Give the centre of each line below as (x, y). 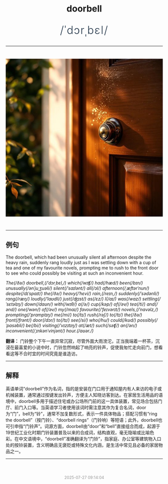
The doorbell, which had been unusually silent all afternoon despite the (79, 257)
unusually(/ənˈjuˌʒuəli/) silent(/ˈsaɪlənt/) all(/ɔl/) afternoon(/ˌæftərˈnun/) (78, 288)
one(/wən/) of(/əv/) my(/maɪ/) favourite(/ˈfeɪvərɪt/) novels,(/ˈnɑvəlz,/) (88, 309)
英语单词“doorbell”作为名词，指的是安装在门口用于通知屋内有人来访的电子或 (84, 388)
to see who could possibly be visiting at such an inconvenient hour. (75, 273)
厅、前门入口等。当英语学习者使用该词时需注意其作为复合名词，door (76, 407)
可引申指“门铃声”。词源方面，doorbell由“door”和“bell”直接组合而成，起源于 (83, 426)
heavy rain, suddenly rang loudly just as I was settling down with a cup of (81, 263)
